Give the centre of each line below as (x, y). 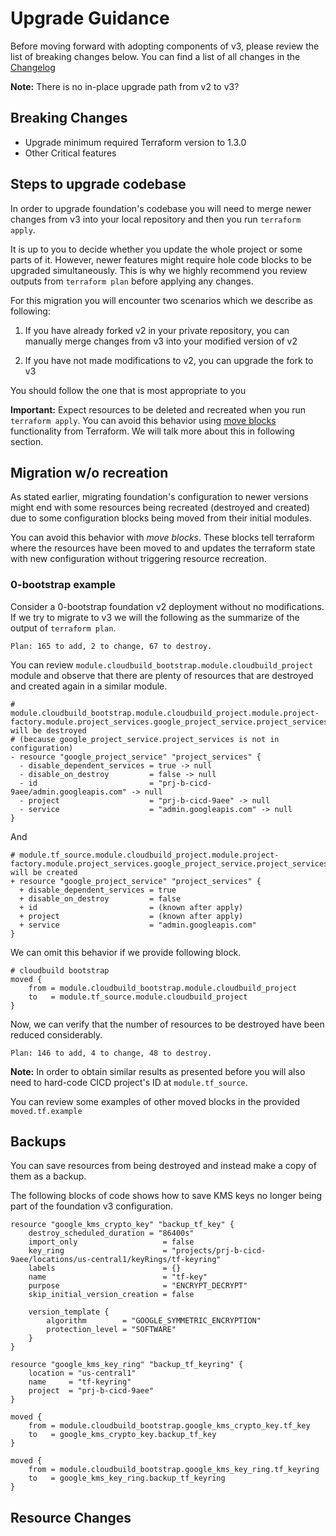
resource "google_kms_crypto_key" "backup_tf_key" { (122, 1225)
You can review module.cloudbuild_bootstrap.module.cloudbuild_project (162, 664)
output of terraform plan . (63, 628)
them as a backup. (48, 1176)
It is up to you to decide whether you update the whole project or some (156, 249)
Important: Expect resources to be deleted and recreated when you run (158, 409)
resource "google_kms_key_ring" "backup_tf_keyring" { (127, 1365)
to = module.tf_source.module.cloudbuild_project (138, 997)
